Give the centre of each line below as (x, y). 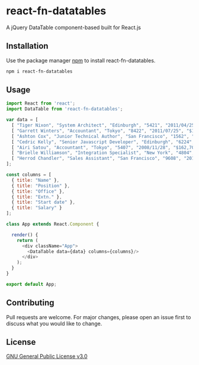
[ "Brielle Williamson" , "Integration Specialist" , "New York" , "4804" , (103, 153)
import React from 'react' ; (41, 103)
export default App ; (32, 284)
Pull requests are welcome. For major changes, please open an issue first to (99, 317)
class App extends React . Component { (53, 224)
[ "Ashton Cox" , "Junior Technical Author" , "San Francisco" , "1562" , (100, 136)
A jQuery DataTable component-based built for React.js (73, 27)
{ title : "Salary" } (37, 208)
